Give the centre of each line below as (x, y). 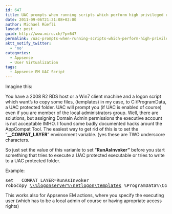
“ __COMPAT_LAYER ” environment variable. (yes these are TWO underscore (85, 134)
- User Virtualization (34, 62)
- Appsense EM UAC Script (38, 72)
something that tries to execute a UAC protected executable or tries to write (85, 155)
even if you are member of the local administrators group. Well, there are (82, 113)
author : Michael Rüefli (31, 24)
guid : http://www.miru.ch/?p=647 (41, 34)
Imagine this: (19, 87)
